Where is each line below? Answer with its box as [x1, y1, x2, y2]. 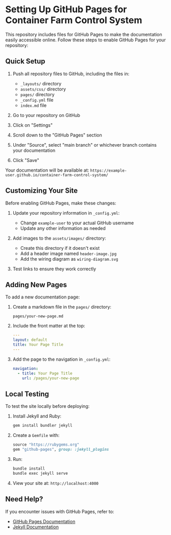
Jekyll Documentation [12, 524, 59, 530]
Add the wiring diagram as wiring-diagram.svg [20, 255, 118, 262]
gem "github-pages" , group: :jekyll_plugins [12, 447, 109, 452]
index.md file [20, 102, 47, 108]
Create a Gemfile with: [12, 432, 60, 438]
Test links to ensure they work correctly [12, 266, 96, 272]
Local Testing [5, 389, 50, 398]
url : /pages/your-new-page [22, 376, 80, 381]
